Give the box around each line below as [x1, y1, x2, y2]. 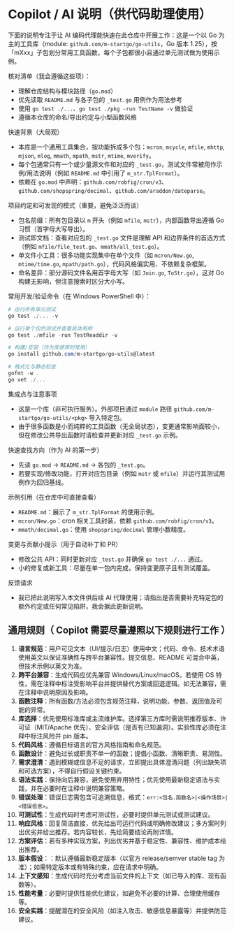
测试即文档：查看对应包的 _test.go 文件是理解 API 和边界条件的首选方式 [17, 233, 226, 242]
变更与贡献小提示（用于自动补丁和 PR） [8, 539, 122, 548]
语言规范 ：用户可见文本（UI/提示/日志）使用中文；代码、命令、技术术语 [17, 644, 226, 653]
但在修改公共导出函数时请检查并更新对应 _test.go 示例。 [17, 430, 182, 439]
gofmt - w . [8, 370, 40, 377]
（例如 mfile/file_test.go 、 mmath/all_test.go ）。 [17, 242, 163, 250]
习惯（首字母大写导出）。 [17, 224, 89, 233]
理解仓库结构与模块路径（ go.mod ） [17, 87, 117, 95]
